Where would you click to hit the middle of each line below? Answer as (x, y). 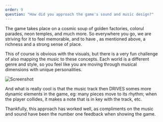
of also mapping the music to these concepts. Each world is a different (77, 59)
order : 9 (14, 10)
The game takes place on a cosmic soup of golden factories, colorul (75, 28)
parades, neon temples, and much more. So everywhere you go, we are (78, 34)
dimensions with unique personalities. (44, 69)
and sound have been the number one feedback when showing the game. (81, 114)
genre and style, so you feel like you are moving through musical (71, 64)
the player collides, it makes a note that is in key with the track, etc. (74, 99)
